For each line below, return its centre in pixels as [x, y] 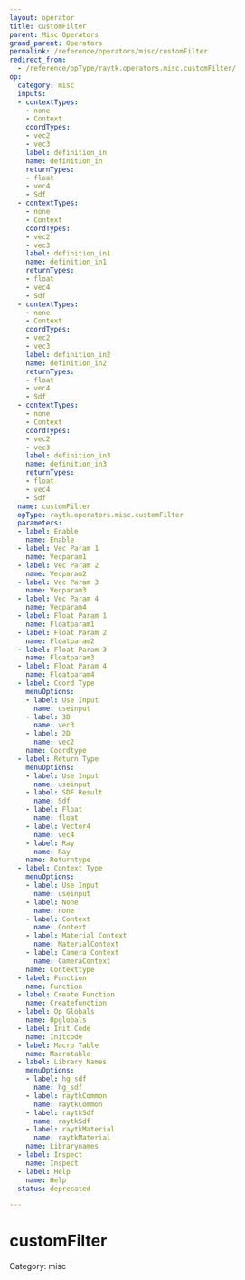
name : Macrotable [58, 1054]
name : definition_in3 [66, 464]
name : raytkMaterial [72, 1138]
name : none [54, 910]
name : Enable [50, 540]
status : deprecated [54, 1189]
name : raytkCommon [68, 1104]
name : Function [54, 986]
